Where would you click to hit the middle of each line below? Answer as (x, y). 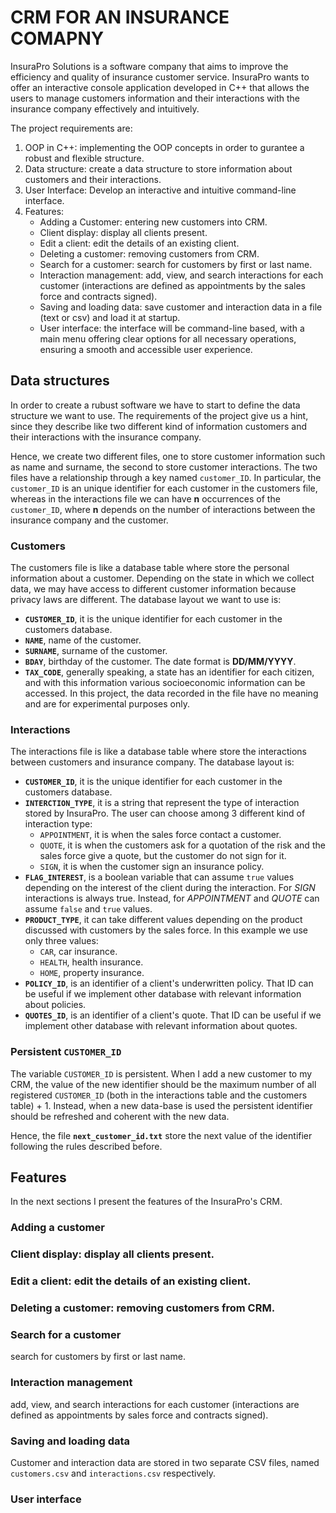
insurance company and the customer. (89, 520)
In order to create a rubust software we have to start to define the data (155, 405)
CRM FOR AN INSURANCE (120, 17)
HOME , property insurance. (92, 973)
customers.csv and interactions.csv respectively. (113, 1473)
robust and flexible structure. (84, 158)
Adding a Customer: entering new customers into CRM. (153, 222)
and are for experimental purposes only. (107, 704)
